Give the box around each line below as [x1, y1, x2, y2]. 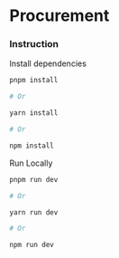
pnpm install [9, 76, 59, 85]
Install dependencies [9, 58, 87, 69]
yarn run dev [9, 207, 59, 217]
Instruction [9, 38, 59, 51]
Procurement [9, 5, 110, 26]
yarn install [9, 109, 59, 118]
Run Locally [9, 158, 53, 168]
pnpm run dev [9, 175, 59, 184]
